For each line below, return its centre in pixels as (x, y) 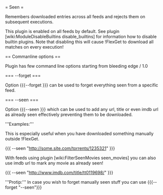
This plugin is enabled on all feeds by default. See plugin (62, 31)
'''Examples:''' (19, 124)
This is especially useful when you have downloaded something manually (79, 134)
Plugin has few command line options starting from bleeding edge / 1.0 (77, 66)
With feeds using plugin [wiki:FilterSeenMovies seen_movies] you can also (81, 158)
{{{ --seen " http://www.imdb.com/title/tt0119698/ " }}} (59, 172)
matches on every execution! (34, 47)
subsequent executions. (29, 22)
